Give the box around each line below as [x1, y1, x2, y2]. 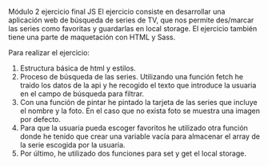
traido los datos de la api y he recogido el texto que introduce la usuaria [19, 80, 257, 90]
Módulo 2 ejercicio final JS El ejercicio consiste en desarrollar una [8, 7, 226, 16]
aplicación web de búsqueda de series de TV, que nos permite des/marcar [8, 15, 254, 25]
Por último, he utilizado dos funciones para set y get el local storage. [19, 148, 246, 158]
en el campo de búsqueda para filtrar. [19, 89, 145, 99]
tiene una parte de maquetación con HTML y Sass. [8, 32, 176, 42]
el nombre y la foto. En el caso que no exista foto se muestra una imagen [19, 106, 261, 115]
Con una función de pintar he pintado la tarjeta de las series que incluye [19, 98, 258, 107]
